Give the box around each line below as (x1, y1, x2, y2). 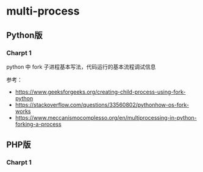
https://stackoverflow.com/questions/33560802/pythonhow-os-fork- (15, 101, 190, 108)
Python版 (6, 30, 43, 40)
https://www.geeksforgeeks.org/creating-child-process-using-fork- (15, 88, 186, 95)
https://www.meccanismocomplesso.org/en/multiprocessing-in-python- (15, 114, 197, 121)
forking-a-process (15, 120, 62, 128)
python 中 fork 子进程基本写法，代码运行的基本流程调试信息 (6, 63, 157, 71)
